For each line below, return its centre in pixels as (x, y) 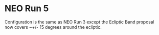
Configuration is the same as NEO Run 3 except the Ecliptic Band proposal (79, 22)
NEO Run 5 (27, 9)
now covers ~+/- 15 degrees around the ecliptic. (53, 27)
